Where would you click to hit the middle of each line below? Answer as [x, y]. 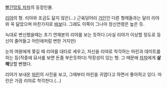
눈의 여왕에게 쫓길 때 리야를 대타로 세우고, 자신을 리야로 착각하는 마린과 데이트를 [83, 51]
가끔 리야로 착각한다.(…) [38, 81]
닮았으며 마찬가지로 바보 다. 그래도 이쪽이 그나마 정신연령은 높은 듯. [80, 24]
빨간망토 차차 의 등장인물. [29, 7]
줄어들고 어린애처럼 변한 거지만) [45, 41]
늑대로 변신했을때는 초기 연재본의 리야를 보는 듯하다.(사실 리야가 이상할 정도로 [81, 35]
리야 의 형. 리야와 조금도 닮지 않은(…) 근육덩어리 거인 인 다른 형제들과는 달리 [78, 18]
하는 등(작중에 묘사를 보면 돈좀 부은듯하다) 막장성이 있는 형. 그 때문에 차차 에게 [81, 58]
